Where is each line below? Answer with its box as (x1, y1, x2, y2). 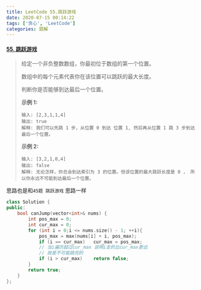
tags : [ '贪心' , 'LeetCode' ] (6, 20, 76, 26)
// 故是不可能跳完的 (38, 250, 84, 256)
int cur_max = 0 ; (28, 221, 72, 228)
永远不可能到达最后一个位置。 (30, 176, 94, 182)
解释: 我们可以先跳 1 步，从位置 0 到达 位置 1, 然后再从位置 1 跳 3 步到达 (21, 125, 196, 131)
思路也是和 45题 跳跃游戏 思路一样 (6, 187, 87, 195)
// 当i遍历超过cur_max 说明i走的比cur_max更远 (38, 244, 148, 250)
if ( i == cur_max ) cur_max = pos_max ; (38, 238, 143, 245)
